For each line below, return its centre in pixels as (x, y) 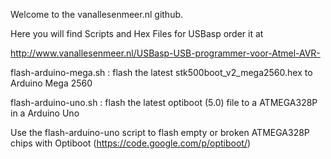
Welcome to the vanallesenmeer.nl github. (97, 14)
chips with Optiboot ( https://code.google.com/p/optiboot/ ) (131, 143)
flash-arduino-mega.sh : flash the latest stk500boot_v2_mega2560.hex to (161, 72)
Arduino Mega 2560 (51, 83)
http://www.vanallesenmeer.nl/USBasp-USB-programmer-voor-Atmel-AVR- (165, 53)
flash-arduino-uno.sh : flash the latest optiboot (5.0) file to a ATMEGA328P (164, 102)
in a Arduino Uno (45, 113)
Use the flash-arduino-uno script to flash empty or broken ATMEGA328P (160, 132)
